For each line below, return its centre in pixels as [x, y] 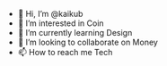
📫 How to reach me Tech [65, 52]
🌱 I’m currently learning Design [75, 33]
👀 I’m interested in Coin [61, 23]
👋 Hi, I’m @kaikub [50, 14]
